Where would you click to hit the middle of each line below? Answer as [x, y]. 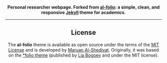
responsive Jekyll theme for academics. [83, 12]
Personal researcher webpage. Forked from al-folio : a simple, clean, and [83, 7]
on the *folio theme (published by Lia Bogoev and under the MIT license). [83, 55]
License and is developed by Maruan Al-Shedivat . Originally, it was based [83, 50]
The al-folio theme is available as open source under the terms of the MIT [83, 45]
